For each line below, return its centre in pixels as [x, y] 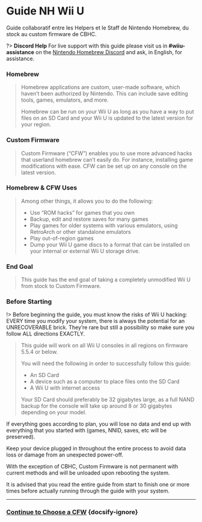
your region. [36, 124]
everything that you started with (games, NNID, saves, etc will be [87, 431]
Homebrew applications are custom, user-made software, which [100, 87]
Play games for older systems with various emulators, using [104, 225]
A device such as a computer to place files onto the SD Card [105, 382]
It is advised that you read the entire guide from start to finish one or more [98, 485]
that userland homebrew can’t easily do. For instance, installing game [107, 159]
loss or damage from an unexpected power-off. [65, 455]
